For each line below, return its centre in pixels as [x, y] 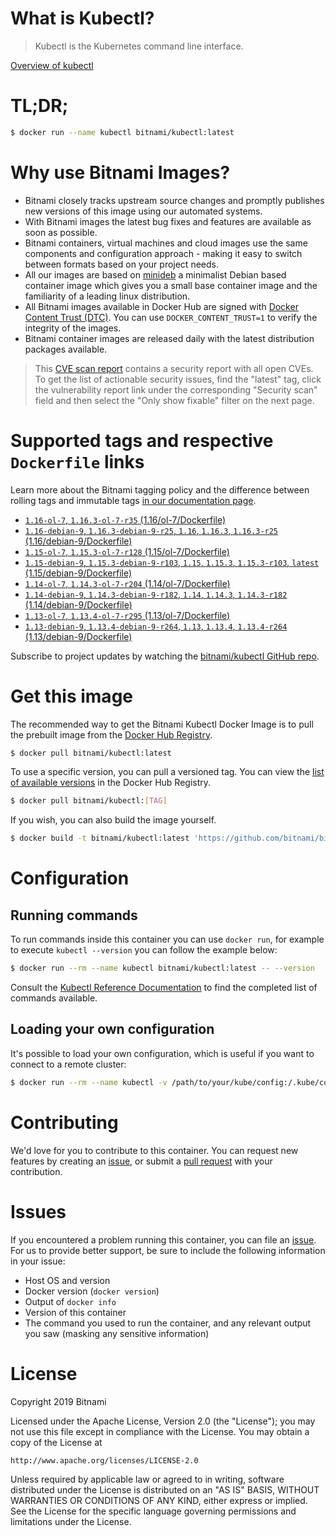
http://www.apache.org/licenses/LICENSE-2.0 [104, 1460]
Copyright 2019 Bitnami [58, 1401]
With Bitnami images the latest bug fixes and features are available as [168, 221]
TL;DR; [39, 106]
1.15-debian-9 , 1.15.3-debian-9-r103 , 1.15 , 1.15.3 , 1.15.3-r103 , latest [172, 562]
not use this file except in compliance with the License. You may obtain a [160, 1431]
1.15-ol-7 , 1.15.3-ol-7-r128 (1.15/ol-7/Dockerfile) [127, 551]
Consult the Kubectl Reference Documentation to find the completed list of [164, 988]
